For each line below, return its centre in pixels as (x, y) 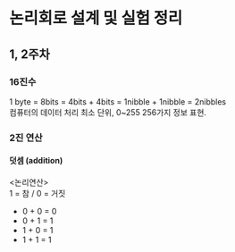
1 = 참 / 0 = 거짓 (38, 193)
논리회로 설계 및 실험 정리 (96, 18)
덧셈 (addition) (36, 161)
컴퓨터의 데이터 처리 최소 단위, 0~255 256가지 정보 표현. (108, 112)
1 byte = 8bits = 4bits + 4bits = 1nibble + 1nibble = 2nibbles (117, 101)
